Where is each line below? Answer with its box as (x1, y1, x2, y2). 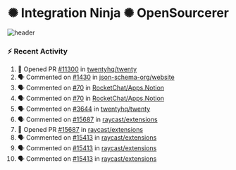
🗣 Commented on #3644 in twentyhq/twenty (17, 104, 151, 114)
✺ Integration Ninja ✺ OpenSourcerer (8, 5, 229, 21)
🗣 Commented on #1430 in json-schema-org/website (17, 73, 175, 82)
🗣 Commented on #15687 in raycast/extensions (17, 115, 158, 124)
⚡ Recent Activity (7, 46, 68, 56)
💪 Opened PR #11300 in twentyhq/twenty (17, 65, 137, 73)
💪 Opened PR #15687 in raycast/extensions (17, 126, 143, 134)
